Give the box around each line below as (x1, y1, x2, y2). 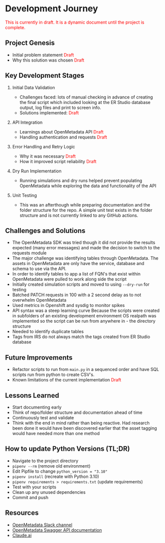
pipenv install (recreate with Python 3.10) (12, 474, 99, 479)
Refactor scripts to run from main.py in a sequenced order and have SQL (12, 367, 159, 373)
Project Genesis (5, 39, 55, 47)
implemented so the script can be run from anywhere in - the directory (12, 318, 156, 324)
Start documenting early (12, 405, 62, 410)
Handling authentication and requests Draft (19, 134, 107, 140)
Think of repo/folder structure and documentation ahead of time (12, 409, 143, 415)
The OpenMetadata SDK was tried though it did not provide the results (12, 239, 156, 245)
